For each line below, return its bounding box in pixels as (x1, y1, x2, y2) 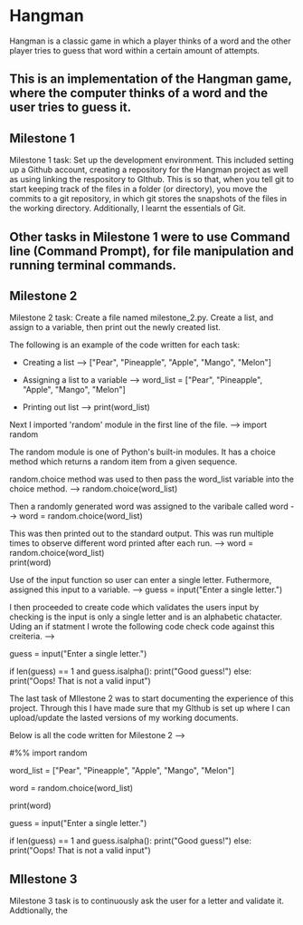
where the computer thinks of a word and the (9, 85, 269, 101)
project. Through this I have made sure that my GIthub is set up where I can (9, 703, 291, 714)
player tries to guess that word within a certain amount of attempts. (9, 44, 260, 55)
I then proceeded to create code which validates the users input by (9, 602, 260, 613)
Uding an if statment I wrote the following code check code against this (9, 621, 275, 632)
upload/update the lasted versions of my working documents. (9, 713, 239, 724)
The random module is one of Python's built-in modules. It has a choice (9, 446, 276, 458)
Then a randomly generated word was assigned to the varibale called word (9, 501, 289, 512)
